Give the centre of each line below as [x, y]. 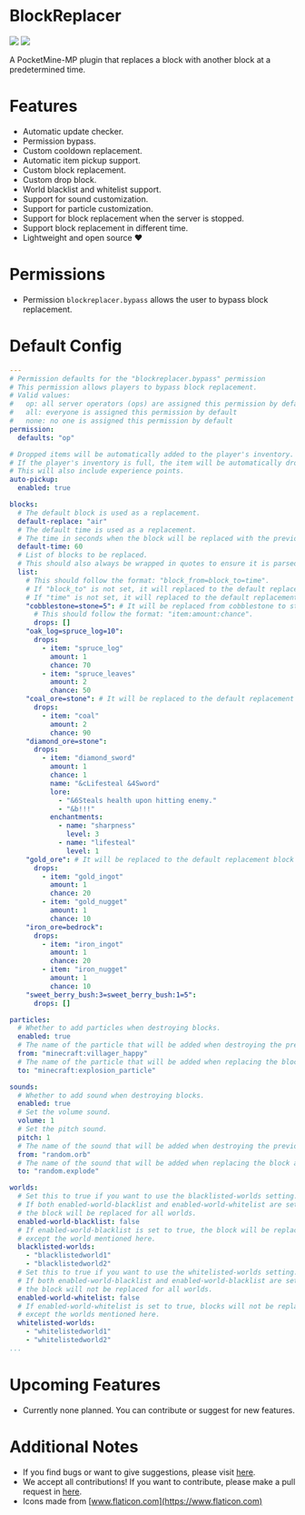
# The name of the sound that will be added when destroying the [144, 1146]
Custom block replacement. [74, 170]
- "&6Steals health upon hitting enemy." [138, 800]
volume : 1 [36, 1121]
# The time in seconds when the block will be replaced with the [144, 538]
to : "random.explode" [59, 1171]
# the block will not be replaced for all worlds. [115, 1289]
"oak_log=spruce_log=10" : [75, 632]
